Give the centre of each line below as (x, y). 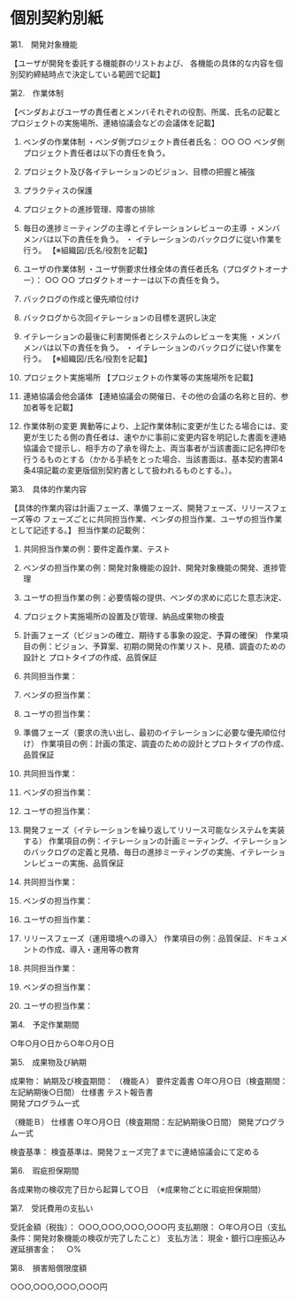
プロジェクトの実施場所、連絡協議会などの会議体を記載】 (114, 123)
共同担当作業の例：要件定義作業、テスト (96, 549)
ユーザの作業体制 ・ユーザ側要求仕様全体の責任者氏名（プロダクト (144, 269)
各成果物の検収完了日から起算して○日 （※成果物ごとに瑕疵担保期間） (138, 1189)
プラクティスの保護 (57, 190)
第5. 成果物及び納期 (48, 1062)
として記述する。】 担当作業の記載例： (79, 530)
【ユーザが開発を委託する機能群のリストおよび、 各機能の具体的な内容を (143, 63)
